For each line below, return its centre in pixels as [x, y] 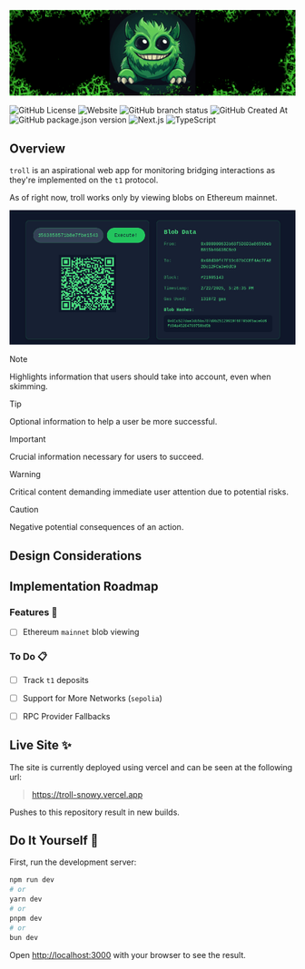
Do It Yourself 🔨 [54, 841]
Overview [38, 148]
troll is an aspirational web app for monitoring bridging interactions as [142, 170]
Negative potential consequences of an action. [97, 527]
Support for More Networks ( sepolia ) [93, 698]
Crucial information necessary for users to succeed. [107, 457]
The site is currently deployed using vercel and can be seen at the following [151, 767]
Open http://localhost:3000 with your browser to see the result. [128, 954]
